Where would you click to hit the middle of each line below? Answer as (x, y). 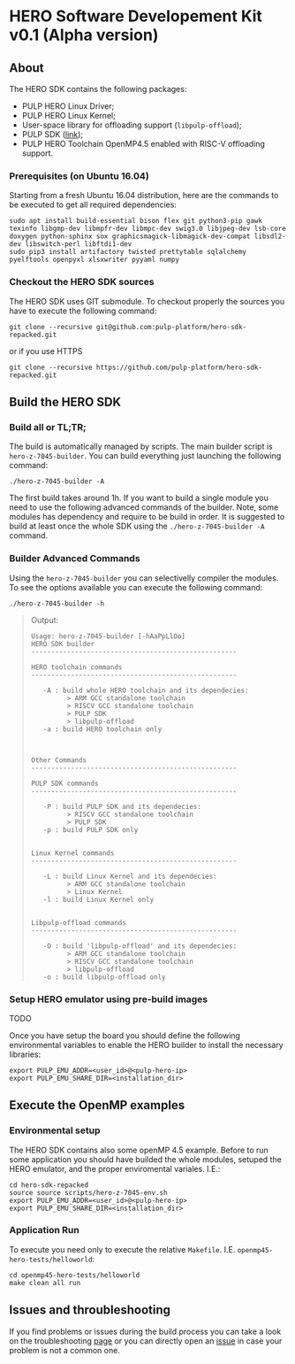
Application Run (44, 1230)
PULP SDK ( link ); (53, 134)
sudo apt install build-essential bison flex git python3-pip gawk (136, 221)
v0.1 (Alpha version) (84, 35)
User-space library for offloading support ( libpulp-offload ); (132, 125)
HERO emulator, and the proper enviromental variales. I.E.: (115, 1168)
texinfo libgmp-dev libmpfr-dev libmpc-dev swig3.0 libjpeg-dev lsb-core (148, 229)
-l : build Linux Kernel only (98, 899)
